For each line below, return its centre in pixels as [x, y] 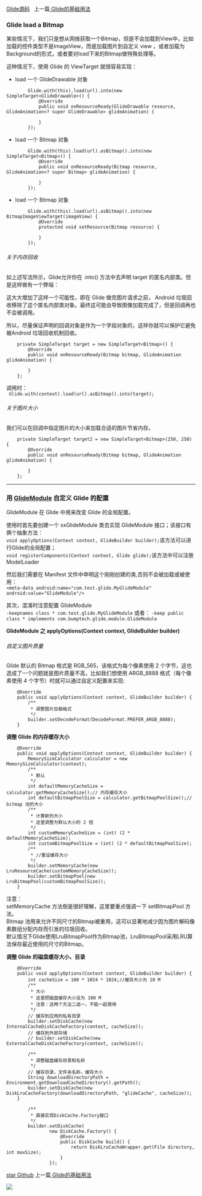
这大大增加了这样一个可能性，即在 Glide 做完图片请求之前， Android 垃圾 [96, 297]
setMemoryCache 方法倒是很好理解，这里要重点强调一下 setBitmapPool [95, 907]
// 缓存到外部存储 [47, 1033]
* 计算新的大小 [47, 816]
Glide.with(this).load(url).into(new [75, 91]
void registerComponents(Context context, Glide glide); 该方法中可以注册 [100, 555]
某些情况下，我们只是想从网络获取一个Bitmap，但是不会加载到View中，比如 [100, 39]
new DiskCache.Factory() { [83, 1131]
